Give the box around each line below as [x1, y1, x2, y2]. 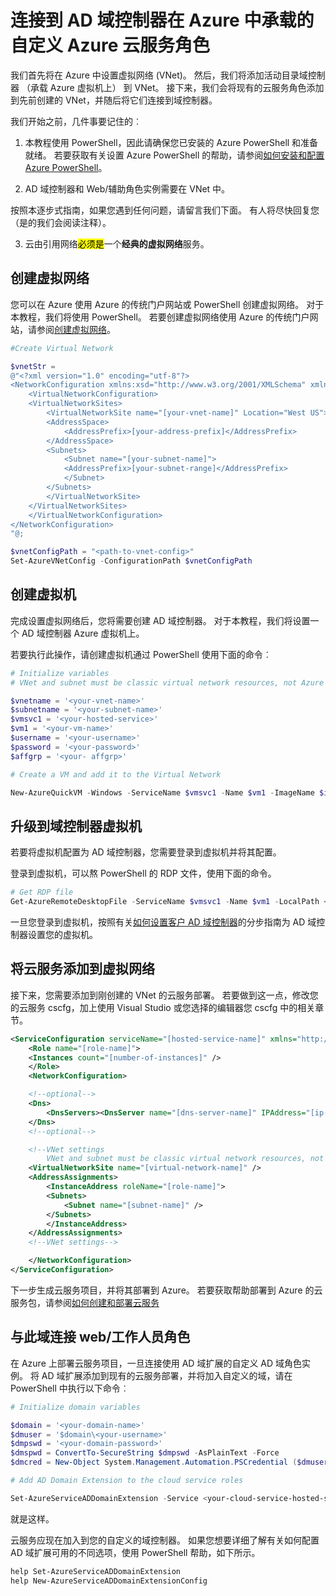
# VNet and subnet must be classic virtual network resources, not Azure [10, 677, 325, 688]
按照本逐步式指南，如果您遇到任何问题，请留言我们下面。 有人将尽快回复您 [10, 204, 320, 216]
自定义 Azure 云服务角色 [10, 34, 211, 57]
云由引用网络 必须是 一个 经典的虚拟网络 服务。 [24, 237, 210, 250]
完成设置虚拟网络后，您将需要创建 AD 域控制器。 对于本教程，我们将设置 [10, 614, 311, 626]
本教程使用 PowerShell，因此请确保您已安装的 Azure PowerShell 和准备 [24, 136, 319, 148]
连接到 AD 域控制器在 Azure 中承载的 [10, 9, 315, 32]
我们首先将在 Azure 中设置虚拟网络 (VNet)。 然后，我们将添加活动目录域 [10, 69, 308, 81]
